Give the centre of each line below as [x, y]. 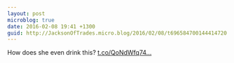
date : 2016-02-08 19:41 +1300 [51, 26]
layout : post [26, 13]
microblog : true [31, 20]
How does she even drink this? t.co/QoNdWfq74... [80, 53]
